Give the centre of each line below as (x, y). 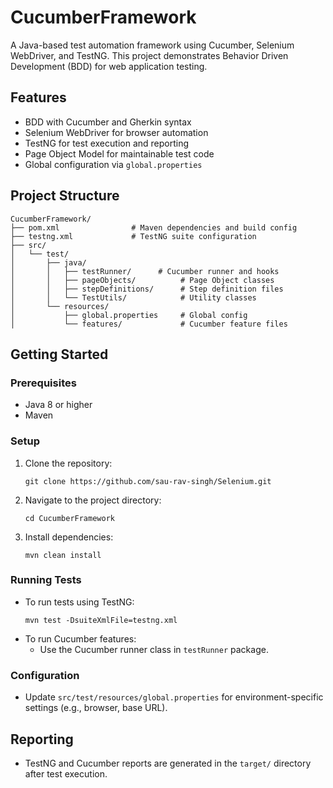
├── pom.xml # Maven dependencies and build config (154, 227)
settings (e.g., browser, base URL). (96, 708)
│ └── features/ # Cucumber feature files (149, 324)
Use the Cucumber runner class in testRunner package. (154, 649)
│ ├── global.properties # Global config (129, 315)
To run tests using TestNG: (79, 602)
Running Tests (46, 580)
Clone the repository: (68, 463)
